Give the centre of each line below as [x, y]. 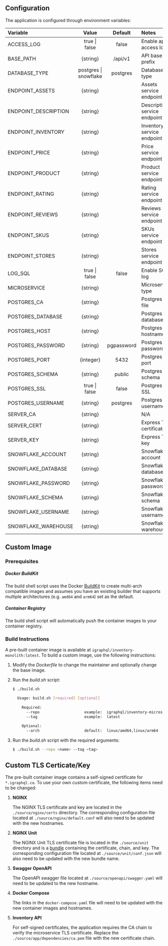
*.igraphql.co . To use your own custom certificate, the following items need [84, 782]
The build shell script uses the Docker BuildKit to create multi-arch [74, 586]
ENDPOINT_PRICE [29, 152]
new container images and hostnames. [52, 908]
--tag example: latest [73, 717]
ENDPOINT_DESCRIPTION [38, 111]
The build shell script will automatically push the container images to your [81, 621]
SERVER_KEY [23, 440]
